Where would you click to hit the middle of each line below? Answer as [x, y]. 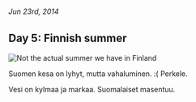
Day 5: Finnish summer [68, 38]
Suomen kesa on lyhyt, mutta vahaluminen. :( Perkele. [98, 74]
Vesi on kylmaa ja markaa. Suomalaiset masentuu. [92, 89]
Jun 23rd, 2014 [34, 11]
